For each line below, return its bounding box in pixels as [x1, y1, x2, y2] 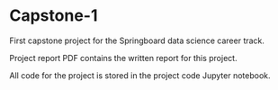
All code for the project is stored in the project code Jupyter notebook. [9, 69, 272, 81]
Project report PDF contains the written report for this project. [9, 52, 238, 63]
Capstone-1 [9, 5, 98, 26]
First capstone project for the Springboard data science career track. [9, 35, 265, 46]
